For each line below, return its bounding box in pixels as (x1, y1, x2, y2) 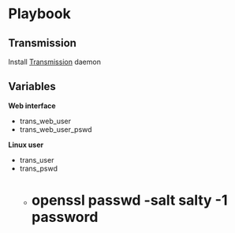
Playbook (8, 5, 71, 23)
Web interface (8, 100, 57, 111)
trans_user (19, 155, 54, 164)
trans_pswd (19, 163, 58, 173)
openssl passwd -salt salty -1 (31, 191, 228, 209)
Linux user (8, 140, 44, 149)
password (31, 209, 99, 226)
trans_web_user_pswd (19, 124, 92, 134)
